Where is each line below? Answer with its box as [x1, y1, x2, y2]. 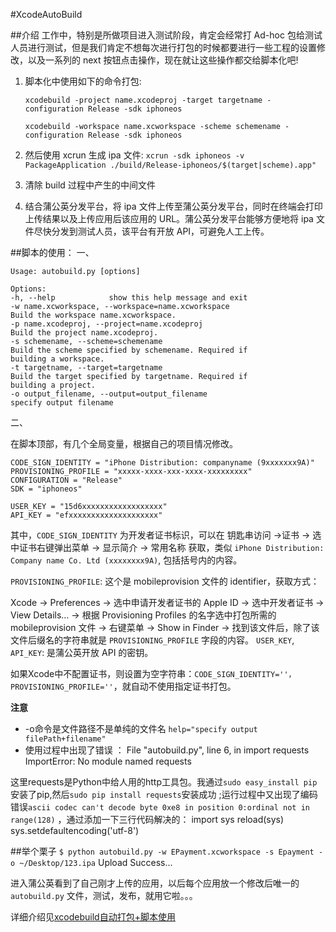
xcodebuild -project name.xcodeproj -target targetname [24, 95, 263, 105]
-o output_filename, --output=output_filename [10, 389, 208, 399]
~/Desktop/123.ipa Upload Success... [19, 857, 173, 868]
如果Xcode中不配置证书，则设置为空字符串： [10, 668, 195, 679]
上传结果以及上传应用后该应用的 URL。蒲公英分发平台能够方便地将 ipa [24, 213, 314, 224]
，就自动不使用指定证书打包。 [113, 680, 237, 692]
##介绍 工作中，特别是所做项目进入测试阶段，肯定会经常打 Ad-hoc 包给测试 [10, 29, 323, 41]
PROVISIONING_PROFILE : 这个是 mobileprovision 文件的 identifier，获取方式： [10, 575, 320, 587]
